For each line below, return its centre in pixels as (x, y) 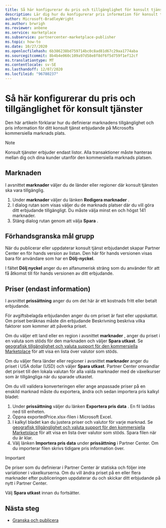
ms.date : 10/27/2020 (26, 46)
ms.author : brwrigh (25, 23)
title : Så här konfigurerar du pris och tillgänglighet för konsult (77, 10)
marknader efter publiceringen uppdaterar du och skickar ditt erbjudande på (83, 478)
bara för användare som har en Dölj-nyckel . (50, 259)
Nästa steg (22, 508)
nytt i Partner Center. (26, 483)
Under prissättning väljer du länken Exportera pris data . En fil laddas (83, 406)
